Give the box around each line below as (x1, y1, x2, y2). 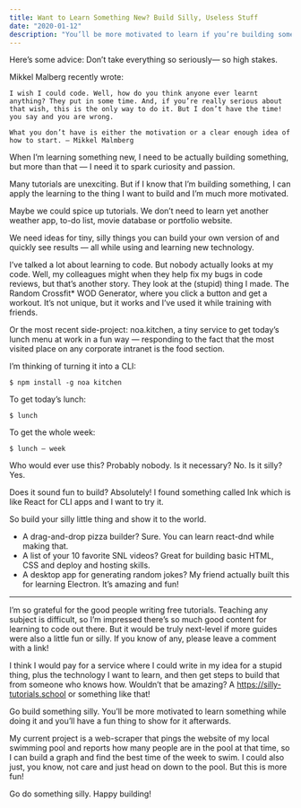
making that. (21, 541, 69, 552)
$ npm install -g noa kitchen (9, 378, 123, 387)
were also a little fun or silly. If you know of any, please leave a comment (9, 633, 277, 644)
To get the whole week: (9, 427, 96, 438)
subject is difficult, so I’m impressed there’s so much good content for (9, 614, 267, 625)
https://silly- (236, 679, 282, 691)
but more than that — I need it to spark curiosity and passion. (9, 161, 236, 172)
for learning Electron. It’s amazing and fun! (21, 579, 179, 590)
